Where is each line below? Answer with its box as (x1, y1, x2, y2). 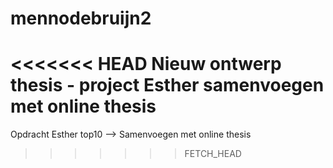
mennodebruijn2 (10, 7, 152, 30)
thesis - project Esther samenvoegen (10, 74, 325, 97)
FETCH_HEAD (184, 148, 242, 160)
